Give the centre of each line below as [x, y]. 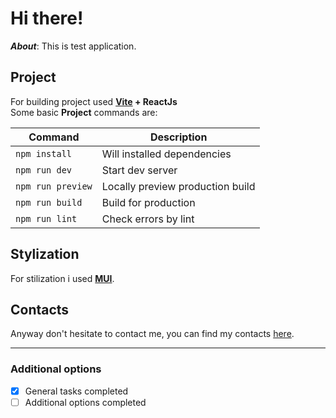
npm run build [49, 202]
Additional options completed [85, 402]
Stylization [45, 254]
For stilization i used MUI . [62, 278]
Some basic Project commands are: [84, 112]
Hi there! [47, 18]
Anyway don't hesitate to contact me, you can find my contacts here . [152, 334]
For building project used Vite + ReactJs [94, 101]
